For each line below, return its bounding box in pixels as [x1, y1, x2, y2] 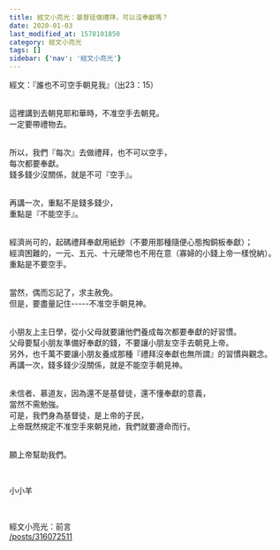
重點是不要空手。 [9, 259, 72, 269]
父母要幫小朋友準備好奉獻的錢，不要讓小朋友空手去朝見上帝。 [9, 337, 234, 348]
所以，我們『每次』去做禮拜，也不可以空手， [9, 147, 172, 158]
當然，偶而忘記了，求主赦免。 [9, 287, 117, 298]
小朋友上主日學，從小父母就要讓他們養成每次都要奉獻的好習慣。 [9, 327, 241, 337]
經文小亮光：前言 [9, 522, 72, 531]
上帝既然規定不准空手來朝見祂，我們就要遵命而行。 [9, 422, 195, 431]
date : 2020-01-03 [9, 21, 73, 30]
